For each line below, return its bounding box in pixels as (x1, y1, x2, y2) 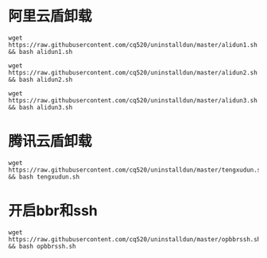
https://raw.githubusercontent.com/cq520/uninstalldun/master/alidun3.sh (8, 96, 258, 104)
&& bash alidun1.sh (8, 48, 73, 56)
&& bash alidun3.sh (8, 103, 73, 111)
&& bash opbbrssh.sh (8, 242, 77, 250)
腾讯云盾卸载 (8, 133, 93, 151)
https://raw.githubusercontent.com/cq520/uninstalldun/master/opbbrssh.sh (8, 235, 261, 243)
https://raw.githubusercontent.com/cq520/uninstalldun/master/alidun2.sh (8, 68, 258, 76)
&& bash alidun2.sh (8, 75, 73, 83)
